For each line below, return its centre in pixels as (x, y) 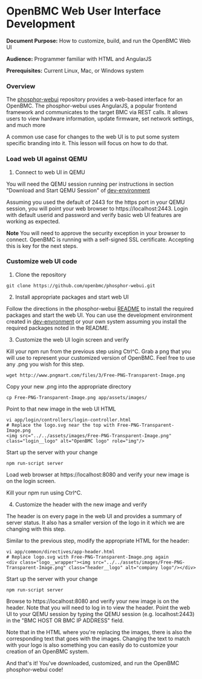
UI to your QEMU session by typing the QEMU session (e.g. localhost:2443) (100, 614)
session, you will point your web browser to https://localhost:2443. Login (97, 208)
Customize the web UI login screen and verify (72, 339)
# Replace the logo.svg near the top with (60, 425)
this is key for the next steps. (42, 245)
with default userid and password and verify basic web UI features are (94, 215)
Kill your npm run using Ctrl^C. (44, 492)
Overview (21, 86)
